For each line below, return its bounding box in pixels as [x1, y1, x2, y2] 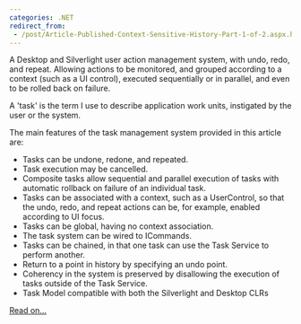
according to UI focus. [21, 212, 105, 223]
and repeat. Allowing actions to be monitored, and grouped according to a [9, 64, 282, 74]
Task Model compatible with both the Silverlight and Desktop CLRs [21, 288, 269, 299]
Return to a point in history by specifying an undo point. [21, 259, 228, 270]
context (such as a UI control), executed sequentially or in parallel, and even [9, 74, 290, 84]
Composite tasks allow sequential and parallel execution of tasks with [21, 173, 279, 184]
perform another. [21, 250, 85, 260]
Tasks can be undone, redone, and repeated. [21, 154, 189, 165]
